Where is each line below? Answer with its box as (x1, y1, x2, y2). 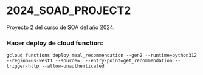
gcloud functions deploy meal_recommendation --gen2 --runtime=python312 (6, 53, 198, 59)
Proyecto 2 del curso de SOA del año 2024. (6, 24, 115, 31)
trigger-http (6, 63, 40, 70)
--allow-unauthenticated (41, 63, 105, 70)
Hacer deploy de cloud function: (6, 39, 103, 47)
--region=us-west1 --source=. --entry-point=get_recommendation (6, 58, 173, 64)
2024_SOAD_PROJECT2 (6, 4, 131, 18)
